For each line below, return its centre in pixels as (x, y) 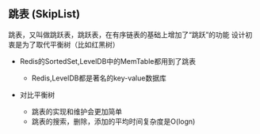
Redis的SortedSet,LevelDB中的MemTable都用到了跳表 (108, 61)
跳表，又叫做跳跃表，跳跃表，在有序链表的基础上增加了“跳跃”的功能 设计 (127, 35)
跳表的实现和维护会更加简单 (77, 111)
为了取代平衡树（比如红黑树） (71, 44)
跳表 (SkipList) (44, 14)
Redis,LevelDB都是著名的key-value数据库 (99, 78)
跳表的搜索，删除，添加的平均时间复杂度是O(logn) (113, 121)
